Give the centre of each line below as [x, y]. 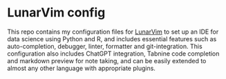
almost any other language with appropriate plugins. [81, 68]
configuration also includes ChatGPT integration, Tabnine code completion [113, 54]
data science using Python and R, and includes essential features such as [112, 38]
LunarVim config [56, 13]
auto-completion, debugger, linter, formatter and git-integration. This [105, 46]
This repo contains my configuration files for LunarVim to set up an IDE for [113, 32]
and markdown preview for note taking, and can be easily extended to [107, 60]
